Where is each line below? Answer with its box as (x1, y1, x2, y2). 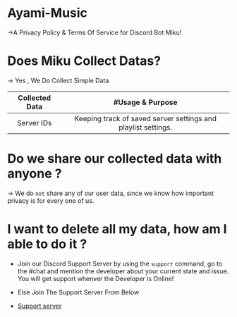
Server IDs (16, 118, 52, 128)
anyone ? (7, 166, 62, 182)
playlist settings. (119, 122, 173, 132)
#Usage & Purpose (113, 97, 178, 107)
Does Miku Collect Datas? (7, 53, 161, 69)
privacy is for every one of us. (7, 196, 95, 205)
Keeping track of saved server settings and (73, 113, 217, 123)
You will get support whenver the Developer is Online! (17, 274, 174, 282)
